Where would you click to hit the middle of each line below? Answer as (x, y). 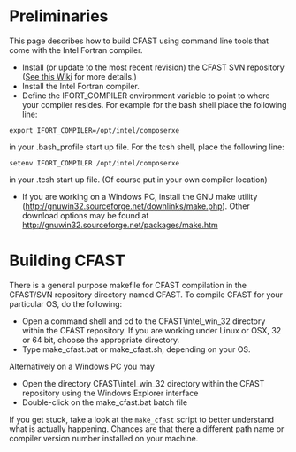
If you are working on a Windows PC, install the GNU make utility (140, 196)
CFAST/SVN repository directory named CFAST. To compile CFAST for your (146, 295)
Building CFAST (68, 260)
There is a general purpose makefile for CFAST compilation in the (128, 285)
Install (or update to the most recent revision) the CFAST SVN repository (153, 67)
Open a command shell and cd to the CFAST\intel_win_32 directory (144, 321)
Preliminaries (59, 16)
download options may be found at (85, 215)
